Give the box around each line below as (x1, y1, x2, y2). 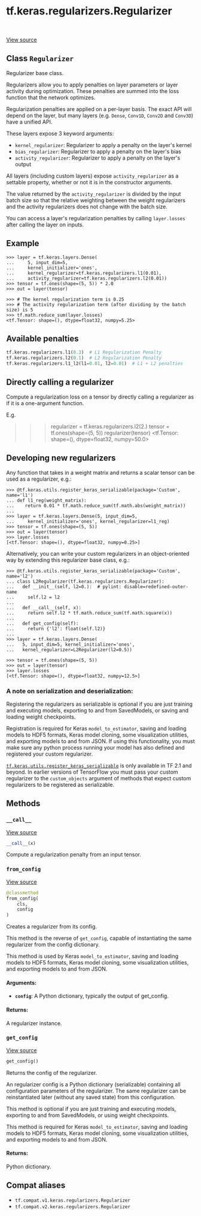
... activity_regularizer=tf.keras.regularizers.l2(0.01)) (6, 275, 167, 281)
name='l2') (6, 573, 33, 579)
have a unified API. (6, 118, 53, 125)
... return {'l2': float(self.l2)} (6, 625, 106, 631)
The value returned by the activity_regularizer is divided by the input (6, 190, 181, 197)
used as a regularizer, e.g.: (6, 475, 72, 483)
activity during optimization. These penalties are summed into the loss (6, 87, 179, 94)
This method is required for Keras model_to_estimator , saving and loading (6, 1123, 188, 1130)
